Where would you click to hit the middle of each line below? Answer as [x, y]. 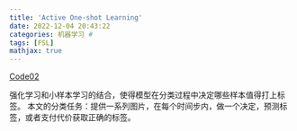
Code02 [24, 76]
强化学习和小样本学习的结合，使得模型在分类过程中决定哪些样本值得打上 [143, 95]
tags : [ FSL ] [31, 43]
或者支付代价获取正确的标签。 [80, 118]
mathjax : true [36, 51]
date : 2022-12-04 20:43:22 [60, 26]
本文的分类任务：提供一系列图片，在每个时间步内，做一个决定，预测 [153, 106]
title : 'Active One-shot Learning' [76, 17]
